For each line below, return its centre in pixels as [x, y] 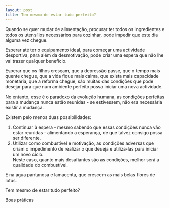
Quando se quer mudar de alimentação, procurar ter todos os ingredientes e [85, 29]
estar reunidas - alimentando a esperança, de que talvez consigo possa [88, 132]
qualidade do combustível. [40, 165]
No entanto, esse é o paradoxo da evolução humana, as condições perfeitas [85, 97]
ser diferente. [27, 138]
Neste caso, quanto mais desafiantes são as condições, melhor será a [86, 159]
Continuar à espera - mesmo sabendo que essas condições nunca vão [87, 127]
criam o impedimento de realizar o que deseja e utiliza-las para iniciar [85, 148]
